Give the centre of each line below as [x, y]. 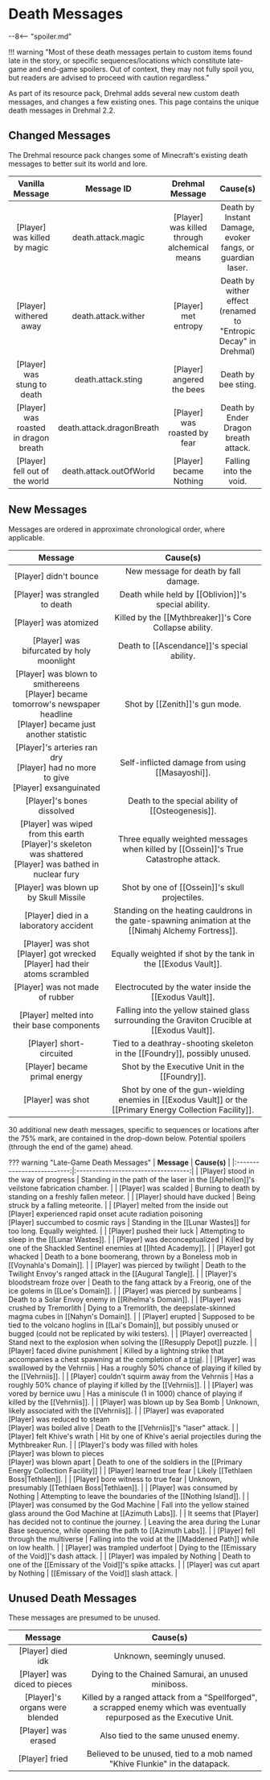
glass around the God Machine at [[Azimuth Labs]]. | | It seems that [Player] [133, 1513]
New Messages [48, 509]
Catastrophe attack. [183, 859]
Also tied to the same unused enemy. [170, 1736]
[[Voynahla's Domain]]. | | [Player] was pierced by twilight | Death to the [127, 1265]
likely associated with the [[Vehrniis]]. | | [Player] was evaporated [117, 1410]
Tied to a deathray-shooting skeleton [183, 1043]
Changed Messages [59, 136]
